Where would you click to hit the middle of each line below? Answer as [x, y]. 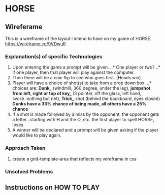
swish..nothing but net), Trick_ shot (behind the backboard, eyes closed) [86, 98]
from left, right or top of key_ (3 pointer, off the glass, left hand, [77, 94]
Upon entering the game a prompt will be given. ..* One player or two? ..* [86, 67]
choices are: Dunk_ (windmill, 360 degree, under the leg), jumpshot [81, 88]
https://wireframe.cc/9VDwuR [35, 44]
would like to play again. [37, 135]
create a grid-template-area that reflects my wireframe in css [74, 159]
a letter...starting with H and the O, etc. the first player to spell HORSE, [83, 120]
